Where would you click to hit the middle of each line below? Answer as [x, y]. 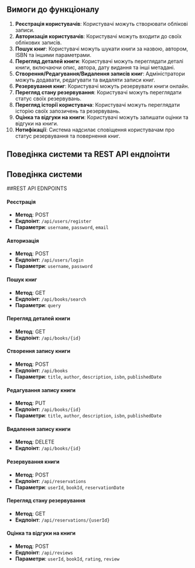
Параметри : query [38, 305]
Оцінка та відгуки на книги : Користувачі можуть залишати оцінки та [102, 117]
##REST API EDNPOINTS [37, 188]
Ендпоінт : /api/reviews [44, 553]
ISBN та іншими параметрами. [53, 55]
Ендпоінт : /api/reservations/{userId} [62, 520]
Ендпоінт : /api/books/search [51, 299]
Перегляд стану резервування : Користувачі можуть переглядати [98, 92]
